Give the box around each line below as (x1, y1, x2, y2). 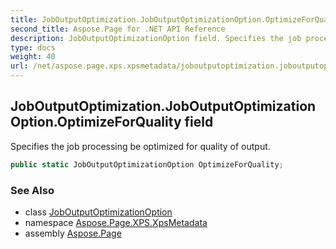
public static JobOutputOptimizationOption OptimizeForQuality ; (10, 159, 284, 170)
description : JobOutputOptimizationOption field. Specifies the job (10, 33, 302, 43)
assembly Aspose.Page (24, 227, 122, 239)
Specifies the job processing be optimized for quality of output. (10, 140, 271, 152)
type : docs (10, 42, 56, 53)
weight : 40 (10, 52, 56, 62)
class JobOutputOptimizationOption (24, 206, 173, 218)
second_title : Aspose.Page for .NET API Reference (10, 24, 226, 34)
